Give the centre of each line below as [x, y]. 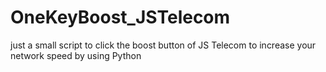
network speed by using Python [76, 55]
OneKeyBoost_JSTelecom [120, 17]
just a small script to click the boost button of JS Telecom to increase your [163, 45]
